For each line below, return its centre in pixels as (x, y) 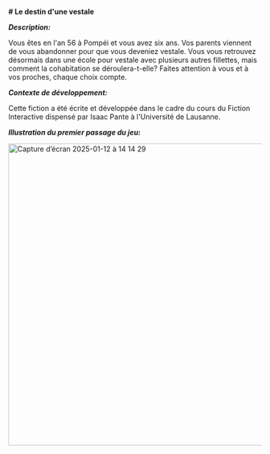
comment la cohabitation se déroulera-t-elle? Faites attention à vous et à (129, 68)
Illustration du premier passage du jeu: (75, 132)
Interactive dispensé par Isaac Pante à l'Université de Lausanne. (115, 117)
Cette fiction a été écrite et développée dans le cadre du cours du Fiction (129, 108)
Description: (29, 27)
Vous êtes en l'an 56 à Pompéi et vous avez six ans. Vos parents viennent (130, 43)
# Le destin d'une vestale (51, 12)
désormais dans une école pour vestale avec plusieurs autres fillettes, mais (133, 60)
